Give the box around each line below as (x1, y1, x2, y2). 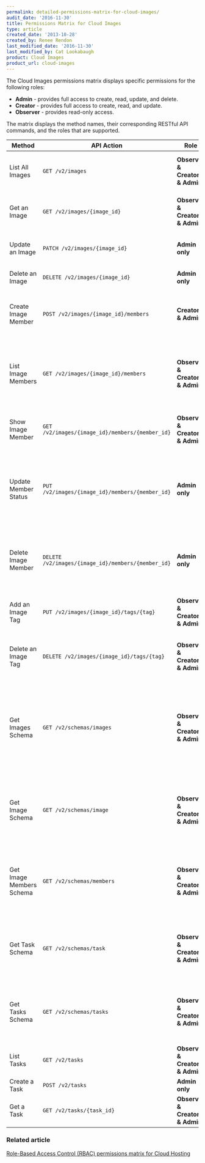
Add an (9, 600, 31, 608)
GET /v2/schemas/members (42, 877, 115, 884)
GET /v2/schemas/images (42, 724, 112, 731)
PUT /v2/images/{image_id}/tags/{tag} (42, 608, 156, 615)
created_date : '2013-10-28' (6, 32, 78, 38)
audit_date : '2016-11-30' (6, 15, 72, 21)
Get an (9, 203, 29, 212)
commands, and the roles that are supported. (6, 127, 120, 134)
